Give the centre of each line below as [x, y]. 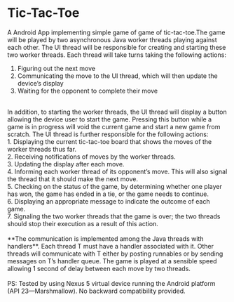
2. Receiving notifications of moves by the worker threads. [92, 157]
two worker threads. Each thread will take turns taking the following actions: [117, 55]
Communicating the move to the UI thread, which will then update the [118, 76]
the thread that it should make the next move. [73, 179]
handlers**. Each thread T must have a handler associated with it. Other [110, 246]
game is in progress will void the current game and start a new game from [114, 126]
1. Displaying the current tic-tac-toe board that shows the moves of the [110, 141]
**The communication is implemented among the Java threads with [105, 238]
